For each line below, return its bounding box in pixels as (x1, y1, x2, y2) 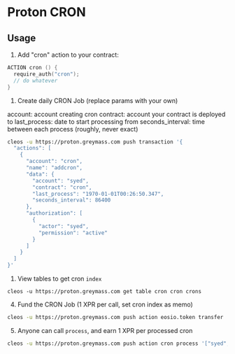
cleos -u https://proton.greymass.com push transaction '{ (7, 138, 183, 146)
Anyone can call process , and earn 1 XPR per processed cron (17, 326, 193, 334)
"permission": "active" (38, 229, 108, 236)
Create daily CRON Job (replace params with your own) (17, 96, 178, 105)
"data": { (25, 171, 55, 178)
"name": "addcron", (25, 164, 83, 171)
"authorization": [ (25, 210, 83, 217)
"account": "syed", (32, 177, 90, 184)
